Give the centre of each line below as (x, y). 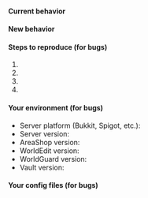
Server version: (44, 133)
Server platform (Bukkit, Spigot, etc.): (80, 125)
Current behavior (37, 11)
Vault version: (42, 167)
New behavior (31, 29)
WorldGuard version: (53, 159)
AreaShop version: (50, 142)
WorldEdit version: (50, 151)
